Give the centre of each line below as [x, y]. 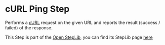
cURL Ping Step [37, 9]
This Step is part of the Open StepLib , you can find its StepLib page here [79, 37]
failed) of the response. [29, 27]
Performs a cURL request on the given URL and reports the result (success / [83, 22]
